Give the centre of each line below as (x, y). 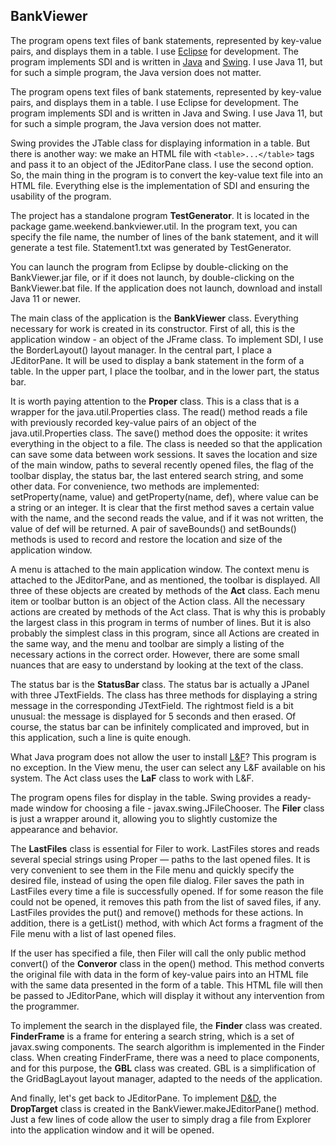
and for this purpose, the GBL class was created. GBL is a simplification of (163, 1068)
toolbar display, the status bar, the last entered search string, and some (157, 475)
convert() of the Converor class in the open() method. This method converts (167, 963)
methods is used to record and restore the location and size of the (146, 539)
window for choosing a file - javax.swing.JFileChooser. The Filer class (180, 808)
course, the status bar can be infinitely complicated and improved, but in (160, 726)
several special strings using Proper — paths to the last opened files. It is (160, 859)
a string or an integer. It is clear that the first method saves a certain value (162, 507)
